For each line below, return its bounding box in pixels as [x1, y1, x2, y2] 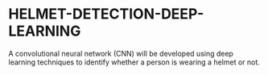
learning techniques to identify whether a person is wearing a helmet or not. [8, 57, 260, 67]
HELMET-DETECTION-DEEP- [8, 5, 204, 23]
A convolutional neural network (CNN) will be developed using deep [8, 48, 233, 58]
